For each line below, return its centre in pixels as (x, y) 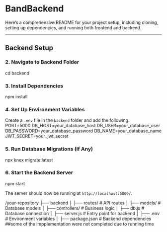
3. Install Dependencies (34, 86)
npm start (15, 183)
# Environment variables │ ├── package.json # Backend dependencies (78, 219)
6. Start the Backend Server (39, 173)
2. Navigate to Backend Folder (42, 62)
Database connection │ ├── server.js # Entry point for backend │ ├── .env (83, 213)
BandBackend (35, 9)
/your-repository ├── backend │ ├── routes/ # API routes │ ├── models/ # (83, 203)
